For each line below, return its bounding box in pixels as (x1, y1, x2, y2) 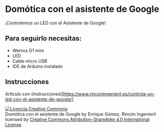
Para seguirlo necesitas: (5, 34, 82, 43)
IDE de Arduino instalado (12, 63, 63, 69)
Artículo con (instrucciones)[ (5, 91, 63, 97)
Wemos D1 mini (12, 47, 44, 53)
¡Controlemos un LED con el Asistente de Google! (5, 20, 106, 26)
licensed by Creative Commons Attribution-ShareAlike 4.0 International (5, 116, 150, 122)
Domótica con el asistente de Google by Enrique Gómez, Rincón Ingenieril (5, 111, 156, 117)
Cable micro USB (12, 58, 48, 64)
